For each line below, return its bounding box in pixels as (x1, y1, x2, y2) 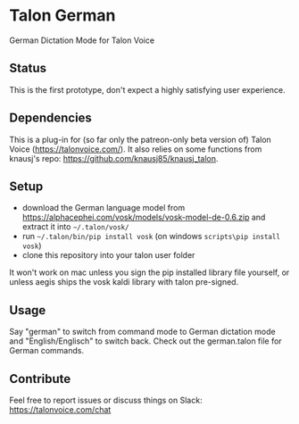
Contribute (9, 371, 71, 387)
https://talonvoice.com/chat (9, 404, 112, 415)
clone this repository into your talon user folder (21, 250, 195, 261)
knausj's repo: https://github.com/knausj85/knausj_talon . (9, 153, 219, 163)
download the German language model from (21, 203, 186, 213)
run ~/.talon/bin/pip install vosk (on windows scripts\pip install (21, 231, 281, 242)
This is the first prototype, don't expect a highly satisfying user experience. (9, 84, 286, 95)
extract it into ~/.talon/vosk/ (21, 221, 129, 232)
